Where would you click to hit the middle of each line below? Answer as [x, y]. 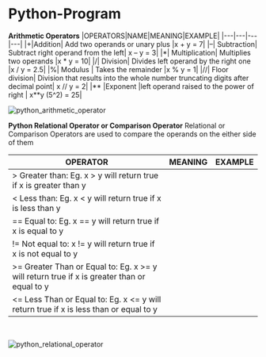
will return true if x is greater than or [79, 276]
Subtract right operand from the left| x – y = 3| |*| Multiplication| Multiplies [129, 52]
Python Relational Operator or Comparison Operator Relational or [117, 125]
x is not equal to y [45, 253]
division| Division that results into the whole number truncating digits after [129, 78]
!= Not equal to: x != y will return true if [84, 244]
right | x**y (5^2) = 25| [45, 94]
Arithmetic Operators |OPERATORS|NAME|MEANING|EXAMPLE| [114, 36]
